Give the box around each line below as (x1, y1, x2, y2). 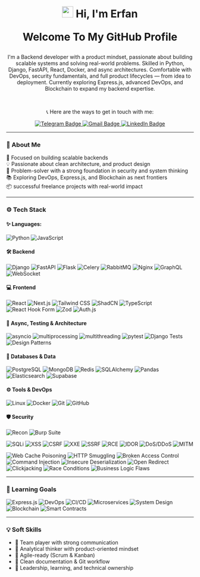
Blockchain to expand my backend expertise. (45, 85, 155, 92)
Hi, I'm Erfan (76, 7, 138, 21)
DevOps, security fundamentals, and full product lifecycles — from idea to (9, 72, 191, 80)
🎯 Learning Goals (6, 485, 57, 493)
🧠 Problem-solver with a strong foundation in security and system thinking (6, 167, 189, 174)
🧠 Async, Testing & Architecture (6, 319, 87, 326)
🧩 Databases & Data (6, 353, 56, 360)
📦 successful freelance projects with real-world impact (6, 183, 143, 190)
